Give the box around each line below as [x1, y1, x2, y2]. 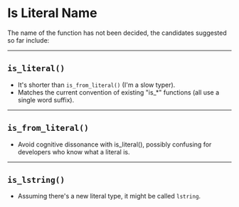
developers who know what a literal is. [17, 147, 130, 156]
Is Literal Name [7, 5, 97, 21]
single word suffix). [17, 95, 75, 104]
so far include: [7, 36, 50, 44]
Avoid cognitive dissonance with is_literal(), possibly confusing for [17, 140, 212, 149]
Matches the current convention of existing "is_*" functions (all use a [17, 87, 220, 97]
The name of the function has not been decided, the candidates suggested [7, 28, 227, 37]
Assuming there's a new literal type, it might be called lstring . [17, 192, 201, 201]
